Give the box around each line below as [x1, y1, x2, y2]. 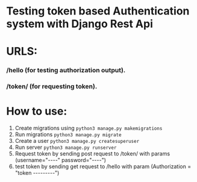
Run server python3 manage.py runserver [14, 143, 117, 151]
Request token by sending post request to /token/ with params [14, 150, 170, 157]
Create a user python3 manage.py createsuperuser [14, 137, 140, 145]
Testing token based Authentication [6, 4, 190, 18]
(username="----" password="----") [14, 157, 107, 164]
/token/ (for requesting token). [6, 83, 98, 91]
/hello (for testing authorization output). [6, 66, 126, 75]
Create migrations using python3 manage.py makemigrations [14, 125, 163, 132]
